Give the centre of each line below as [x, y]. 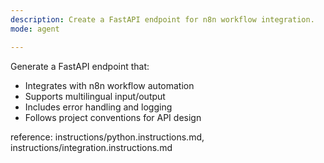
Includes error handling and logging [98, 107]
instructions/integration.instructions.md [91, 147]
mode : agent [35, 29]
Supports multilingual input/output [95, 96]
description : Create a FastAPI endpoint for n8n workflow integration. [162, 19]
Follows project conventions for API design [113, 117]
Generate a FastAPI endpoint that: [80, 66]
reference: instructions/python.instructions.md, [107, 137]
